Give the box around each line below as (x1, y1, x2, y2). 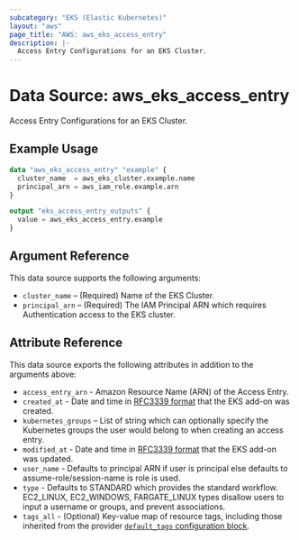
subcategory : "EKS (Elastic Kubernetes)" (9, 13, 168, 23)
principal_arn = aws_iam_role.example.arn (17, 182, 179, 191)
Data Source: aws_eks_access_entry (9, 86, 290, 106)
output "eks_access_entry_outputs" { (9, 206, 151, 216)
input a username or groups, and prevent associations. (22, 501, 226, 512)
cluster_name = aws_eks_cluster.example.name (17, 173, 195, 183)
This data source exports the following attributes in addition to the (9, 359, 254, 370)
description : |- (9, 38, 70, 48)
